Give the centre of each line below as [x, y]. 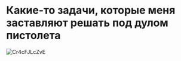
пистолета [33, 36]
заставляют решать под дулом [87, 23]
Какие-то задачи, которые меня [91, 10]
